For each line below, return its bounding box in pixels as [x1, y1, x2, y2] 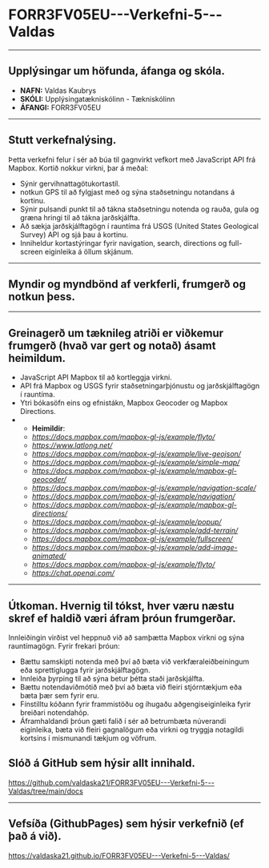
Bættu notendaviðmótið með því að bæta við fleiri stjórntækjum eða [19, 682, 243, 692]
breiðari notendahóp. [19, 708, 90, 717]
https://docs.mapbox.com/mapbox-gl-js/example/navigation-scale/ [31, 483, 256, 493]
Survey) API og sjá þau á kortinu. [19, 230, 129, 239]
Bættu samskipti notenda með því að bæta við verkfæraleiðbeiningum [19, 657, 250, 666]
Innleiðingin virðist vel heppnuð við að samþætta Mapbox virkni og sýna [8, 633, 245, 642]
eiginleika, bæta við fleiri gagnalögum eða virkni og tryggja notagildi [19, 725, 244, 734]
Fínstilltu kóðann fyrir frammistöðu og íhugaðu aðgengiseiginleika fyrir [19, 699, 251, 709]
